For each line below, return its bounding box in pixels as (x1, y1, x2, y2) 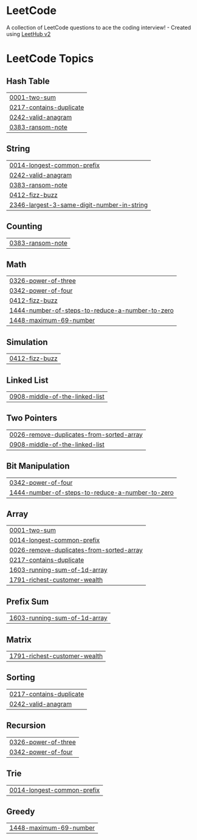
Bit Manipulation (6, 461, 70, 471)
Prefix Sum (6, 596, 49, 607)
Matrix (6, 635, 32, 645)
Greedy (6, 806, 35, 817)
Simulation (6, 336, 48, 347)
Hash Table (6, 76, 50, 86)
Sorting (6, 672, 35, 683)
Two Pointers (6, 413, 58, 424)
